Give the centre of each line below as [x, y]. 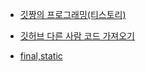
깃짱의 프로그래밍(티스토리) [73, 14]
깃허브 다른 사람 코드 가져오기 [77, 36]
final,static [41, 56]
